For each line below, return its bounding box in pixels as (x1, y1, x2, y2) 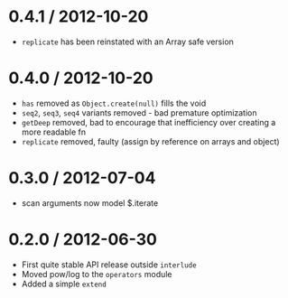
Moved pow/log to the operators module (21, 268, 172, 279)
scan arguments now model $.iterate (21, 197, 159, 209)
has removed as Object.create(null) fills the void (21, 98, 207, 108)
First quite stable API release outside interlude (21, 259, 197, 270)
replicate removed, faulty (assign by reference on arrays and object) (21, 135, 281, 146)
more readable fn (21, 126, 87, 137)
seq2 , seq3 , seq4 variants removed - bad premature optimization (21, 107, 258, 118)
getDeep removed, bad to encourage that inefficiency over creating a (21, 116, 276, 127)
